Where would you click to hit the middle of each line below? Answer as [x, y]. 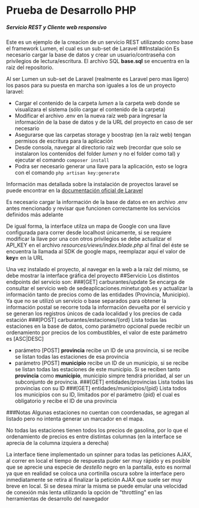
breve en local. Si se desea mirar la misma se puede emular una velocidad [97, 486]
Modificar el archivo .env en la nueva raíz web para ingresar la [91, 116]
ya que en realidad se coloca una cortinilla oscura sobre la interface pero [96, 473]
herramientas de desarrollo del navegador [58, 499]
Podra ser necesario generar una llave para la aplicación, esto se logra [101, 167]
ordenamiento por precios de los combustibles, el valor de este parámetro [97, 333]
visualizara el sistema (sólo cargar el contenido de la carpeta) [90, 109]
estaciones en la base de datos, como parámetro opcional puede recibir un [98, 326]
